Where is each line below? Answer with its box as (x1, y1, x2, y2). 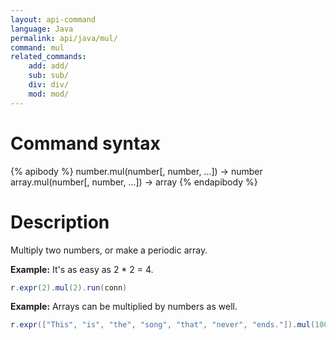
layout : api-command (10, 14, 97, 25)
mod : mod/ (28, 89, 70, 99)
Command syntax (10, 132, 161, 155)
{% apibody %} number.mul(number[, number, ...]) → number (10, 165, 263, 177)
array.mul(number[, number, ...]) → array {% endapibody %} (10, 176, 258, 188)
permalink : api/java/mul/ (10, 33, 118, 43)
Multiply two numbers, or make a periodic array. (10, 244, 208, 256)
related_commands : (10, 52, 87, 62)
